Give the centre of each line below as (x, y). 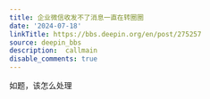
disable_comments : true (54, 59)
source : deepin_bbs (46, 42)
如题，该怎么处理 (41, 85)
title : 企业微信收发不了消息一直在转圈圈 (77, 17)
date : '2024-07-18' (46, 26)
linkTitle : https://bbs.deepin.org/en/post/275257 (105, 34)
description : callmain (54, 51)
